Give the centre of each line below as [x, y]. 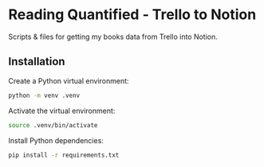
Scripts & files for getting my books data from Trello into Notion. [113, 37]
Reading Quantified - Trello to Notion [132, 15]
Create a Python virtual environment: [69, 80]
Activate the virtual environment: [62, 111]
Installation [37, 62]
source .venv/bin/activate [53, 125]
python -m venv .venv [44, 95]
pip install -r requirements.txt [64, 155]
